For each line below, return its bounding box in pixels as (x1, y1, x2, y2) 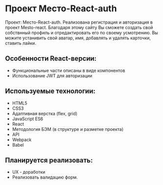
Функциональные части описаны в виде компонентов (12, 67, 125, 73)
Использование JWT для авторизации (12, 72, 93, 79)
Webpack (12, 136, 32, 143)
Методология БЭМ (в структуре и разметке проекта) (12, 126, 124, 132)
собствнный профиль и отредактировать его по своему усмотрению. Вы (5, 30, 158, 35)
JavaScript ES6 (12, 116, 44, 122)
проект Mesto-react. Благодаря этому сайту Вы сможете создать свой (5, 24, 153, 30)
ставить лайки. (5, 40, 37, 46)
